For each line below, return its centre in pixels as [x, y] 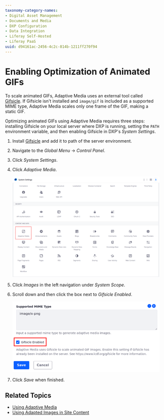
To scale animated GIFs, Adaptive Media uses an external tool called [74, 95]
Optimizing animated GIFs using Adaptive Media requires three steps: [75, 121]
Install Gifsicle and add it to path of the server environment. [72, 141]
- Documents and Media [28, 21]
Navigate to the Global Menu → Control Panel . [59, 150]
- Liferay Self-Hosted [28, 36]
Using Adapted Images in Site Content [51, 413]
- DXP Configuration [26, 26]
